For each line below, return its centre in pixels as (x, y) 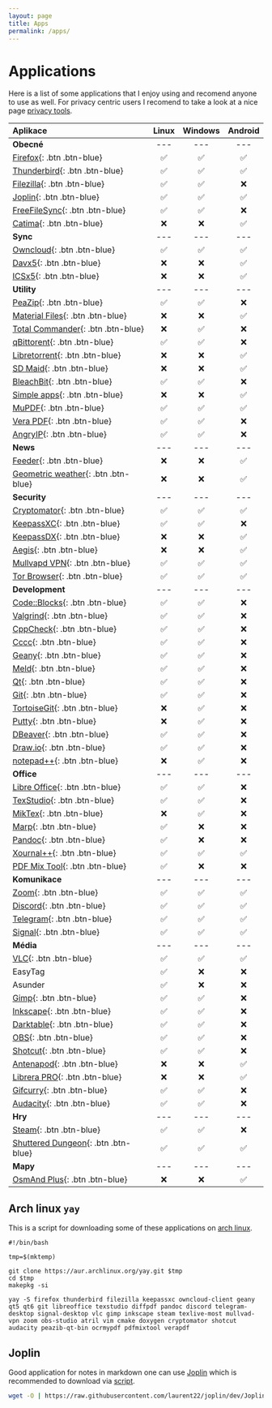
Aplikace (30, 131)
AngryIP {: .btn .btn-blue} (59, 435)
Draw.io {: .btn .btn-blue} (59, 748)
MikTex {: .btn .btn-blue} (58, 813)
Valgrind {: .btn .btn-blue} (60, 616)
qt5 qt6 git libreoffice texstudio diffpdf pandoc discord (110, 1307)
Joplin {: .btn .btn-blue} (56, 197)
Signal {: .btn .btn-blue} (56, 932)
